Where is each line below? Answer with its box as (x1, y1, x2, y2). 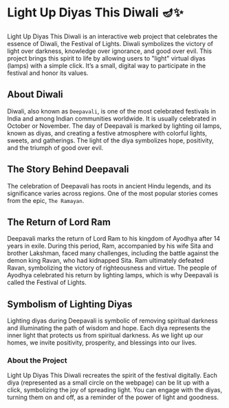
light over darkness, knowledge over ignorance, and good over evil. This (7, 47, 212, 55)
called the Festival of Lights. (7, 279, 87, 287)
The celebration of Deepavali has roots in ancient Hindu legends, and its (7, 182, 212, 190)
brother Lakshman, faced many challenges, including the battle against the (7, 249, 219, 257)
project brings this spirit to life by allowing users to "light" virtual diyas (7, 54, 206, 62)
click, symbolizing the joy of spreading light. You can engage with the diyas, (7, 386, 222, 394)
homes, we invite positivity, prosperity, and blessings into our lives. (7, 339, 197, 347)
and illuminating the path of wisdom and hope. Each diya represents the (7, 324, 211, 332)
